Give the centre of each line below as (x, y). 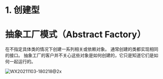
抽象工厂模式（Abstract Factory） (76, 35)
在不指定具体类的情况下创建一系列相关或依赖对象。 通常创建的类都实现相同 (82, 49)
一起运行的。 (22, 62)
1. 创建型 (23, 10)
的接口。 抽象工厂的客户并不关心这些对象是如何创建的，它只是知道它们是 (80, 55)
